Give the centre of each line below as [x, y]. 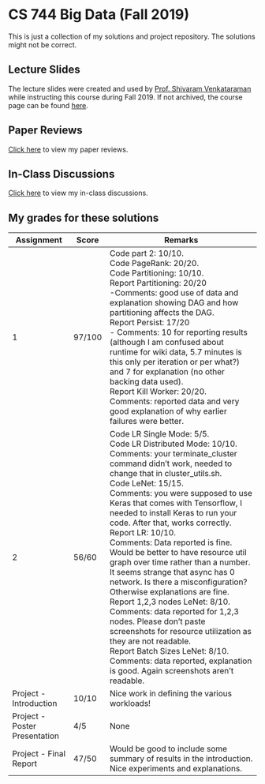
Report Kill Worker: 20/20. [158, 392]
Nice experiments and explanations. [176, 769]
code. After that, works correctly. [170, 523]
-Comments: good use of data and [174, 293]
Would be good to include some [168, 749]
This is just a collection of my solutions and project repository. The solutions [132, 36]
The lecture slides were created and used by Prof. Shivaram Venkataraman [130, 88]
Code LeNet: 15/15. [146, 483]
